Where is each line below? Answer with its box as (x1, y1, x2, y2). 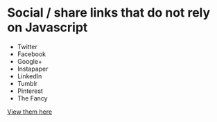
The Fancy (17, 94, 48, 102)
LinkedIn (17, 71, 42, 80)
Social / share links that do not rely (7, 5, 211, 21)
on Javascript (7, 19, 88, 35)
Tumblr (17, 79, 38, 87)
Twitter (17, 42, 38, 51)
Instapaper (17, 64, 49, 73)
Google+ (17, 57, 43, 65)
